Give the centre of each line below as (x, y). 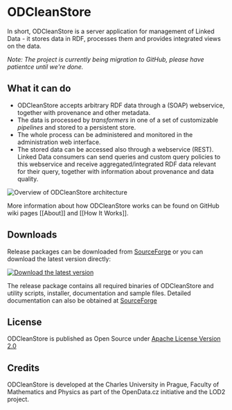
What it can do (39, 88)
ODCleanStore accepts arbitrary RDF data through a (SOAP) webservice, (121, 105)
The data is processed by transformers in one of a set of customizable (118, 120)
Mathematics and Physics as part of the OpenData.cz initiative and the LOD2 (116, 392)
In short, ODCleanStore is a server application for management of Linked (111, 31)
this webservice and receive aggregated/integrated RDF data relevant (116, 164)
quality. (28, 179)
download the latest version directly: (59, 259)
